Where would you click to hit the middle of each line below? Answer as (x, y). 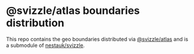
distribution (35, 23)
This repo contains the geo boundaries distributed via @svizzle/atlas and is (97, 39)
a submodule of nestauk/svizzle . (46, 45)
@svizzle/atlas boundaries (73, 11)
